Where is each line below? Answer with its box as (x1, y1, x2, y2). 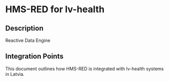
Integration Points (5, 52, 64, 61)
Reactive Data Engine (5, 37, 51, 43)
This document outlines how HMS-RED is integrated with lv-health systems (5, 65, 164, 72)
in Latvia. (5, 71, 25, 77)
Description (5, 24, 44, 33)
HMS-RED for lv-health (5, 4, 105, 15)
